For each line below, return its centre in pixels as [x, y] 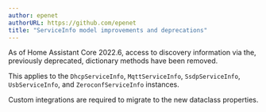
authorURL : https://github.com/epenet [72, 23]
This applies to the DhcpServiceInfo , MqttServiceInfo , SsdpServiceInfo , [124, 77]
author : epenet [33, 15]
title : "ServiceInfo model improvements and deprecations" [108, 30]
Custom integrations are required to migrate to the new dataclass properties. [133, 100]
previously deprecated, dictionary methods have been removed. [113, 61]
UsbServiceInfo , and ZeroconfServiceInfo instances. [94, 84]
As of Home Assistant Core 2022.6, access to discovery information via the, [132, 53]
